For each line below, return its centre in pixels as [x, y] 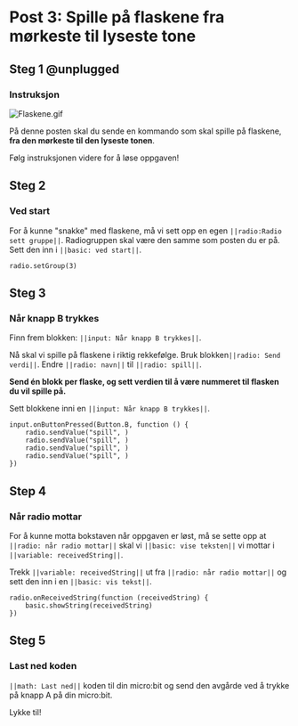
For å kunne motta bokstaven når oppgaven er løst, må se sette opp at [138, 535]
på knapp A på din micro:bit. [61, 695]
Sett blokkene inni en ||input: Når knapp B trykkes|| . [110, 409]
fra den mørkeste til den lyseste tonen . [82, 140]
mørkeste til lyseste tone [103, 36]
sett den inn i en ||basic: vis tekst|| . [81, 581]
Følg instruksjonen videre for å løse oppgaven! [94, 158]
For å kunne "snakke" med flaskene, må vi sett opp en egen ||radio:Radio [145, 231]
